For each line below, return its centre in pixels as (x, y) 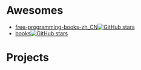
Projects (28, 58)
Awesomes (35, 10)
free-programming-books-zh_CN (56, 27)
